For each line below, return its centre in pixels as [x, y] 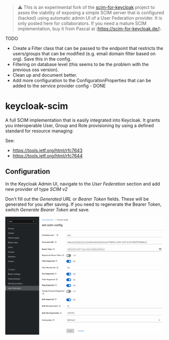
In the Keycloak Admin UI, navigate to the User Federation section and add [83, 184]
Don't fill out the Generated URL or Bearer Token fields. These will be [77, 199]
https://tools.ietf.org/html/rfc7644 [47, 155]
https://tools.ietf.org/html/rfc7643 [47, 150]
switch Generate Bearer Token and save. [47, 209]
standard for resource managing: [40, 131]
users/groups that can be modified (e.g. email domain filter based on [84, 53]
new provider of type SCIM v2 [37, 189]
